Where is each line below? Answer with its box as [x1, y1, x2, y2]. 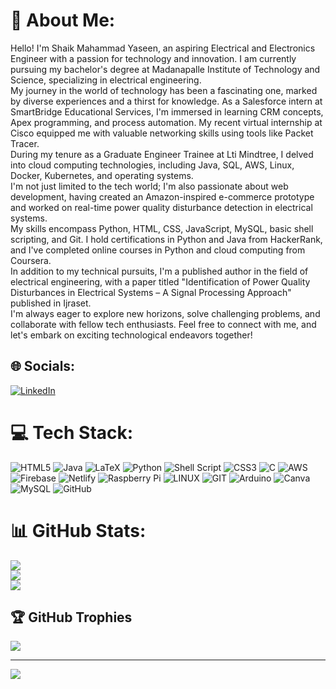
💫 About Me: [10, 9, 116, 32]
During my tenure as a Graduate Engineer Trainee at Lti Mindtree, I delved [10, 148, 314, 160]
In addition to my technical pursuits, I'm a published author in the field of [10, 265, 309, 277]
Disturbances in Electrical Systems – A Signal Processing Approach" [10, 286, 292, 298]
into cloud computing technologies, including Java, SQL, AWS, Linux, [10, 159, 295, 171]
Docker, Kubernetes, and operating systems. [10, 169, 194, 181]
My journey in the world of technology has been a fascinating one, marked [10, 84, 318, 96]
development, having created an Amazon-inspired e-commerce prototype [10, 190, 315, 203]
